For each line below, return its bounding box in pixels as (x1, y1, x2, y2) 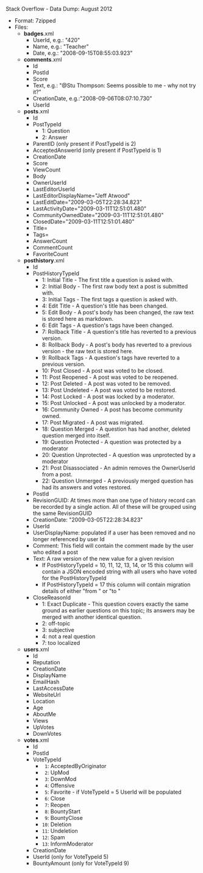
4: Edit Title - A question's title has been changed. (41, 302, 168, 309)
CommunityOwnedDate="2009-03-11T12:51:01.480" (32, 212, 164, 218)
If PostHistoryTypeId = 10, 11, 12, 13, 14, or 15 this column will (41, 561, 193, 569)
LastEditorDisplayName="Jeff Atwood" (32, 192, 130, 199)
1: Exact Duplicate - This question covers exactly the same (41, 600, 189, 608)
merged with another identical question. (41, 613, 143, 620)
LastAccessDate (32, 684, 74, 692)
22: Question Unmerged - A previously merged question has (41, 477, 194, 484)
